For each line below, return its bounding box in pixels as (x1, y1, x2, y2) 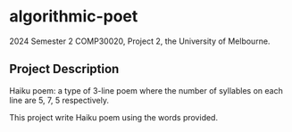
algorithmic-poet (9, 6, 138, 27)
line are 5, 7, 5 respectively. (9, 95, 110, 105)
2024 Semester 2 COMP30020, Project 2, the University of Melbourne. (9, 36, 271, 46)
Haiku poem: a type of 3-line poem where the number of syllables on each (9, 85, 283, 95)
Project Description (9, 62, 120, 77)
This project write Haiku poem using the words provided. (9, 111, 219, 122)
